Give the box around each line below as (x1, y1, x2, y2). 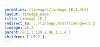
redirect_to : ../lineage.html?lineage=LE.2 (4, 21, 96, 26)
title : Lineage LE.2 (4, 16, 47, 21)
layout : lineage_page (4, 12, 49, 17)
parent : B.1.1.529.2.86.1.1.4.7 (4, 30, 71, 35)
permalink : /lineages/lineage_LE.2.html (4, 7, 89, 12)
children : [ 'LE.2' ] (4, 35, 45, 40)
